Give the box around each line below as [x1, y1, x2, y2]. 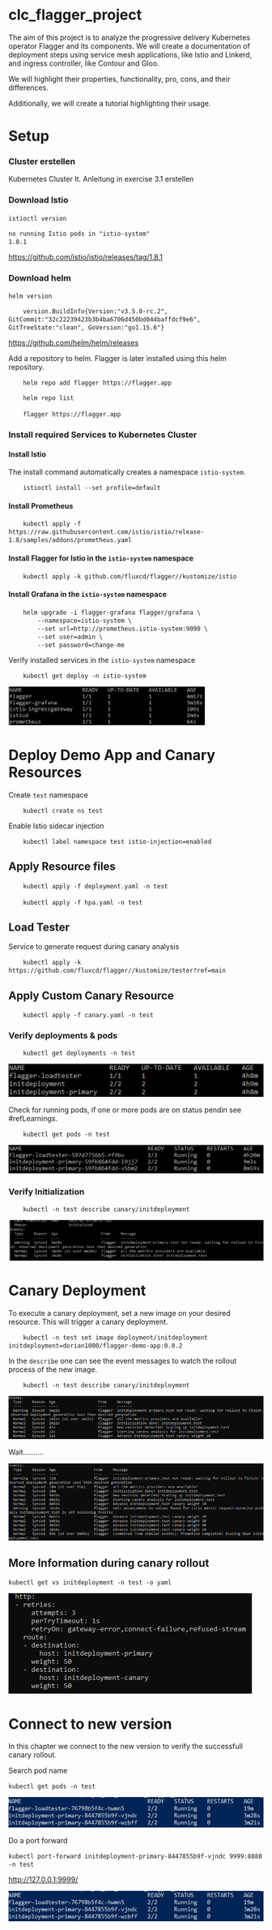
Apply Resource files [8, 860, 116, 874]
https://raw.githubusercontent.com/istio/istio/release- [8, 528, 205, 536]
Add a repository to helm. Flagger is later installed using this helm [8, 354, 227, 363]
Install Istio [8, 449, 46, 459]
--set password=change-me [37, 641, 125, 649]
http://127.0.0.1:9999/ [8, 1875, 79, 1885]
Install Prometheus [8, 501, 74, 510]
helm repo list [23, 394, 74, 402]
